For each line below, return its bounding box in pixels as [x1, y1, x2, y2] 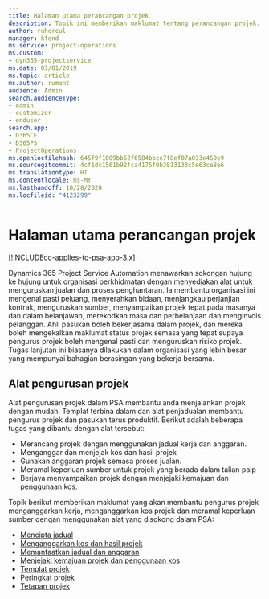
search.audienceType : [8, 94, 81, 102]
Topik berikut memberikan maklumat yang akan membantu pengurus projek [8, 498, 259, 507]
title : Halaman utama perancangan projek [8, 11, 149, 20]
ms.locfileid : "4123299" [8, 191, 92, 199]
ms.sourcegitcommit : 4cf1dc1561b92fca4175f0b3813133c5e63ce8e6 [8, 162, 225, 170]
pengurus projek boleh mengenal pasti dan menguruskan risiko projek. [8, 336, 243, 346]
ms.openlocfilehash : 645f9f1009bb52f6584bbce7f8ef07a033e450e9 [8, 154, 225, 162]
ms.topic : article [8, 72, 70, 80]
